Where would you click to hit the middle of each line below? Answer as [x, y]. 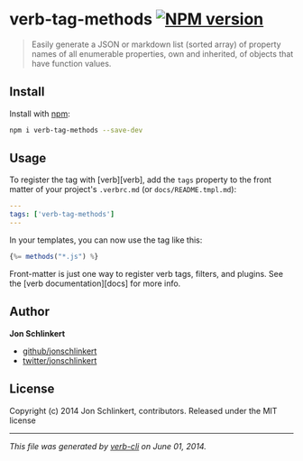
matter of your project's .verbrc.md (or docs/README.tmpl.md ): [123, 189]
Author [29, 312]
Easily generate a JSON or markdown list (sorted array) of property [156, 44]
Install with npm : [40, 114]
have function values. [71, 63]
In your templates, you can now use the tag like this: [106, 240]
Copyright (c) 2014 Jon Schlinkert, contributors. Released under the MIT [143, 410]
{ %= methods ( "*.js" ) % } [54, 257]
